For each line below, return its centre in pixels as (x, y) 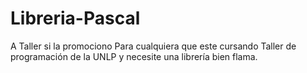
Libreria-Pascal (75, 18)
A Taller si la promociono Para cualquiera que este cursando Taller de (153, 46)
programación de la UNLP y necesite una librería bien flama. (134, 56)
